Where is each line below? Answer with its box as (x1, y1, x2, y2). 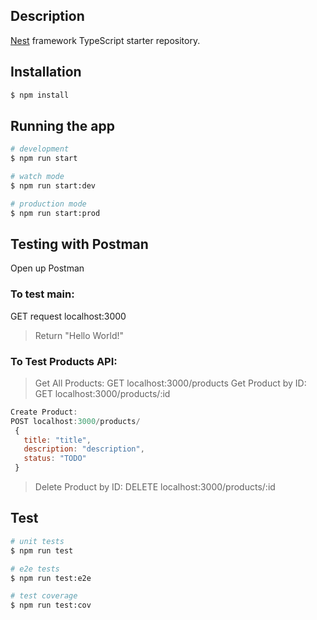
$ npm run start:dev (10, 180, 97, 191)
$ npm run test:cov (10, 600, 92, 611)
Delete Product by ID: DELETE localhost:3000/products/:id (34, 481, 276, 493)
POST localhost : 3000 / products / (10, 416, 141, 426)
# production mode (10, 199, 87, 209)
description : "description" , (23, 444, 145, 454)
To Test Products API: (10, 354, 118, 368)
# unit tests (10, 536, 65, 546)
